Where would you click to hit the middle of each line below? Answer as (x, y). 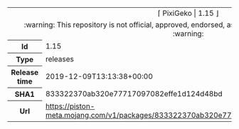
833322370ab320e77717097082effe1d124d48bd (134, 94)
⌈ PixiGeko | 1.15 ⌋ (188, 13)
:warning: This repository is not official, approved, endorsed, (124, 25)
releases (60, 59)
